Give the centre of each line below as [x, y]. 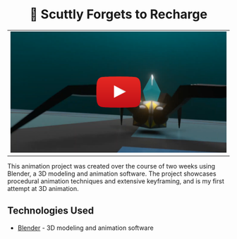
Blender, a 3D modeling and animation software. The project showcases [112, 173]
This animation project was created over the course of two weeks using [111, 166]
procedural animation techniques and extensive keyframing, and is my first [116, 181]
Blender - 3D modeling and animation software [85, 228]
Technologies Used [50, 211]
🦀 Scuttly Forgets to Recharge [119, 14]
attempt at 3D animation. [43, 188]
